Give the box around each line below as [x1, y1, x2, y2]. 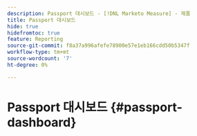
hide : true [7, 23, 39, 30]
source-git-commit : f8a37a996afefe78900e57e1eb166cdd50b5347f [7, 42, 190, 49]
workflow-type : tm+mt [7, 49, 70, 56]
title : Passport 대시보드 [7, 17, 76, 23]
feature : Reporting [7, 36, 64, 43]
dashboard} [7, 115, 77, 130]
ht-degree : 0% [7, 61, 48, 68]
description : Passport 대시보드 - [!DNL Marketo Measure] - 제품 [7, 10, 191, 17]
